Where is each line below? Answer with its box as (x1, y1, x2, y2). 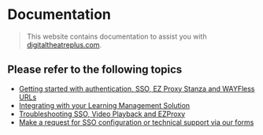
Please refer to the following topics (7, 63, 183, 77)
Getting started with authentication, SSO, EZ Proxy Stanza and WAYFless (18, 84, 255, 93)
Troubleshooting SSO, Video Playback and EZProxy (18, 109, 186, 118)
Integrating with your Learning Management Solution (18, 100, 191, 110)
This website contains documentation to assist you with (26, 32, 207, 41)
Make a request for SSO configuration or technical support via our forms (18, 117, 254, 127)
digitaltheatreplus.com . (26, 39, 102, 49)
